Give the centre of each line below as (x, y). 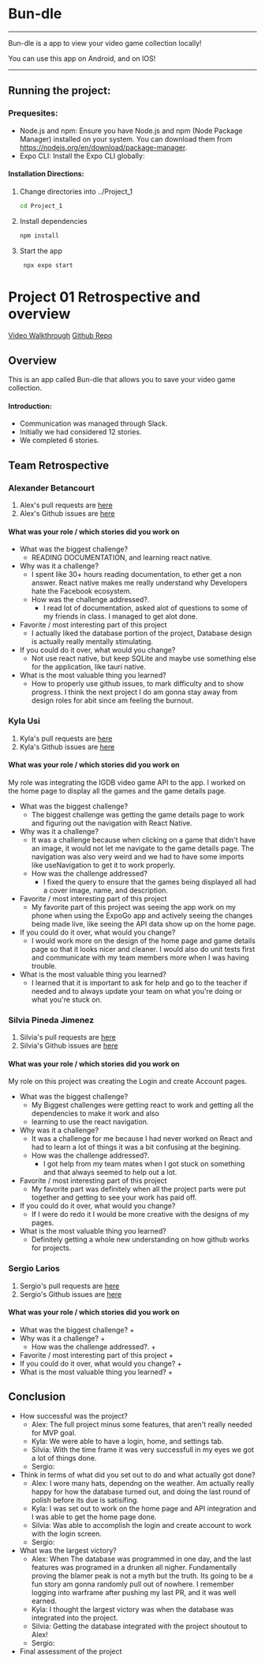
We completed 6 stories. (60, 441)
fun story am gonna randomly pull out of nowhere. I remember (132, 1584)
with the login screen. (67, 1533)
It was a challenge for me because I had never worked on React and (142, 1139)
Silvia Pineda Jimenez (51, 1020)
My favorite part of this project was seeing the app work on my (134, 907)
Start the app (41, 251)
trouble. (44, 965)
